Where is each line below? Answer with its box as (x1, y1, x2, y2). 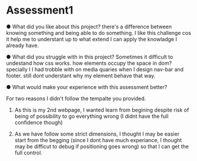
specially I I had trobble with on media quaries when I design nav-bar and (6, 65, 184, 73)
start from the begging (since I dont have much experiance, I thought (14, 136, 182, 143)
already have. (6, 42, 39, 49)
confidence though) (14, 119, 63, 126)
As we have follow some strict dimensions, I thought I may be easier (14, 130, 180, 137)
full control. (14, 149, 43, 156)
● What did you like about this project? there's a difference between (6, 23, 172, 30)
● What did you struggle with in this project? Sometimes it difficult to (6, 53, 173, 60)
